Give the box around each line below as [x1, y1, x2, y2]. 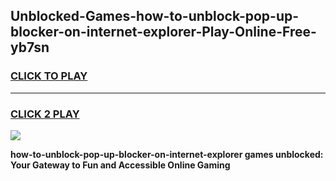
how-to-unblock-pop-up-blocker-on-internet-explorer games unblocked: [10, 148, 324, 160]
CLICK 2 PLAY [10, 107, 80, 121]
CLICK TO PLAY [10, 69, 88, 83]
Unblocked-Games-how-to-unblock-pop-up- [10, 8, 300, 25]
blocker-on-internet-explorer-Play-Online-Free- [10, 24, 317, 41]
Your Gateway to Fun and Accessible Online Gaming [10, 159, 231, 171]
